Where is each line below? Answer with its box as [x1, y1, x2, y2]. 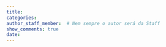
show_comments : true [6, 26, 59, 32]
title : [6, 9, 23, 15]
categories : [6, 15, 37, 21]
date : [6, 32, 20, 38]
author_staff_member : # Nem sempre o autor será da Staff [6, 20, 160, 26]
